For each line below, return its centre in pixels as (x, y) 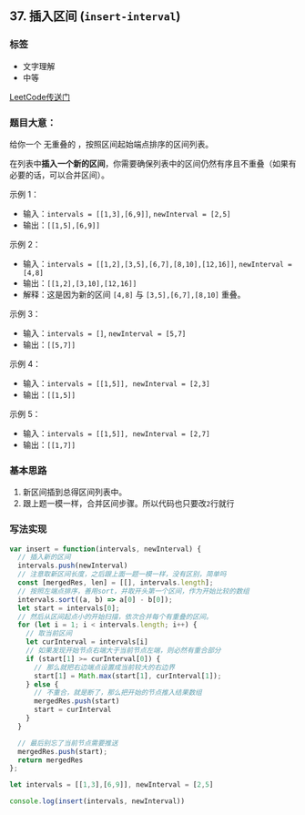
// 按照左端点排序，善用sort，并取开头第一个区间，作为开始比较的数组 (134, 591)
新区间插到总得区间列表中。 (75, 492)
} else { (42, 684)
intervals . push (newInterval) (73, 566)
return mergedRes (51, 760)
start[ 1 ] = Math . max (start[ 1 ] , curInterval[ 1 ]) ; (127, 676)
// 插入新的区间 (44, 557)
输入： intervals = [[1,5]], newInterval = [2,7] (117, 433)
